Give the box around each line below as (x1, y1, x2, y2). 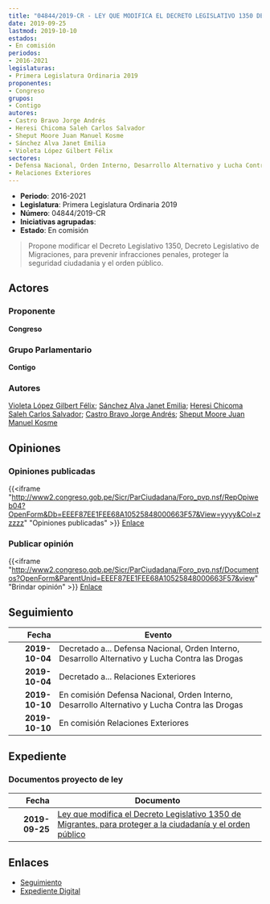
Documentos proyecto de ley (8, 774, 124, 786)
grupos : (8, 94, 35, 102)
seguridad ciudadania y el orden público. (27, 259, 164, 267)
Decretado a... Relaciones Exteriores (59, 671, 196, 682)
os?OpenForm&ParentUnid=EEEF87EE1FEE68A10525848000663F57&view (8, 574, 256, 583)
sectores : (8, 154, 42, 162)
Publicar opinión (8, 537, 74, 549)
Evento (144, 629, 173, 641)
